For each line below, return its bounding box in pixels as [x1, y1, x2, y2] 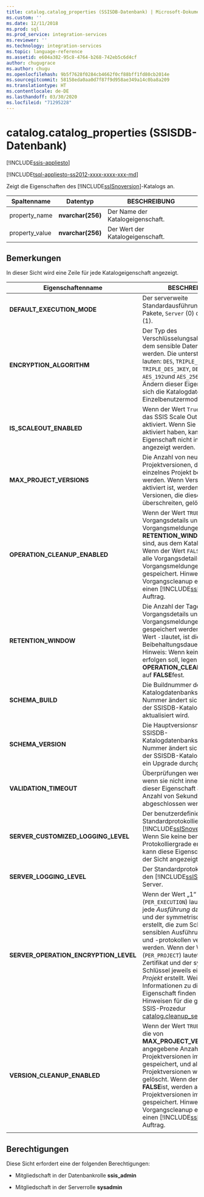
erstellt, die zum [142, 920, 188, 929]
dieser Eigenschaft [142, 784, 196, 793]
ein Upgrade [142, 759, 178, 768]
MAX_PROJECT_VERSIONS [9, 476, 89, 484]
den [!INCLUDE [142, 872, 186, 881]
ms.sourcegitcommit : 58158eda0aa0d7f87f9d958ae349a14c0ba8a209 [6, 77, 170, 83]
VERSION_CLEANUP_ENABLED [9, 1072, 100, 1080]
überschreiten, [142, 499, 184, 507]
